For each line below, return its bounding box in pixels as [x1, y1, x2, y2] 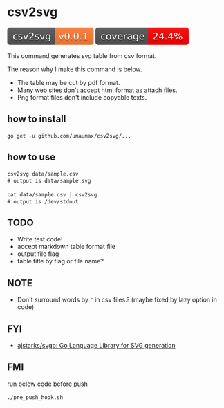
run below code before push [7, 380, 88, 388]
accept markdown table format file [17, 243, 116, 251]
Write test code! [17, 235, 64, 243]
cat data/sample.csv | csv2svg [7, 191, 97, 198]
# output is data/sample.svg [7, 177, 91, 184]
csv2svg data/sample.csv [7, 170, 79, 177]
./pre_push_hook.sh [7, 393, 64, 401]
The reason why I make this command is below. [7, 65, 142, 73]
